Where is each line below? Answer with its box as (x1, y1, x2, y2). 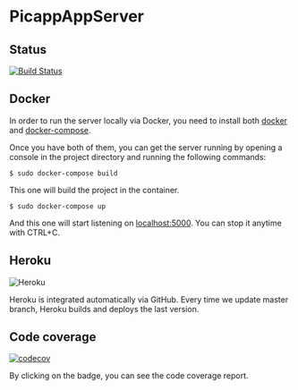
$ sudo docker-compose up (9, 201, 106, 211)
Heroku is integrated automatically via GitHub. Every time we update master (9, 293, 289, 305)
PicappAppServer (9, 6, 145, 27)
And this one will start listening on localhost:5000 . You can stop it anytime (9, 217, 282, 228)
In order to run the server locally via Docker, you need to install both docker (9, 114, 288, 126)
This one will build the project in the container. (9, 184, 180, 195)
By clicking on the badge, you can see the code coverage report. (9, 370, 249, 381)
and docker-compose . (9, 124, 91, 135)
